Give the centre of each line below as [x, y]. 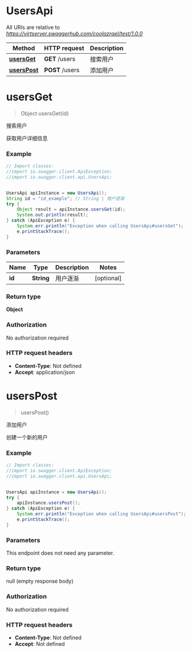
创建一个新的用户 [27, 437]
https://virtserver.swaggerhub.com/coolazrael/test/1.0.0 [75, 33]
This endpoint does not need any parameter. [60, 553]
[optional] [108, 278]
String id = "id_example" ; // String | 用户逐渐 [65, 198]
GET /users [60, 59]
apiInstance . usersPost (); [49, 503]
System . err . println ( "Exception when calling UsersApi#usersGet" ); [100, 226]
